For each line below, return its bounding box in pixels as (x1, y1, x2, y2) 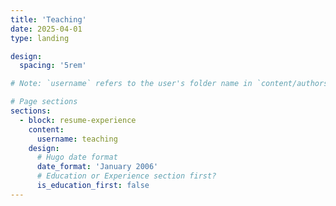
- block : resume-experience (19, 115, 137, 125)
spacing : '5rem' (19, 61, 87, 71)
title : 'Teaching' (10, 14, 87, 25)
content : (28, 124, 65, 135)
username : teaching (36, 134, 118, 144)
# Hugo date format (36, 152, 118, 163)
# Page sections (10, 97, 78, 107)
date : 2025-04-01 (10, 24, 83, 34)
